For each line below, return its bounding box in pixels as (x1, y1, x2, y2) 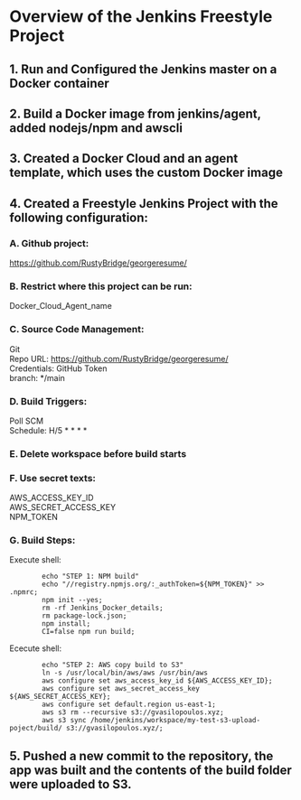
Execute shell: (9, 554, 61, 565)
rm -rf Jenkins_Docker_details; (42, 603, 165, 613)
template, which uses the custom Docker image (9, 165, 283, 181)
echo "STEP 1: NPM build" (42, 572, 140, 581)
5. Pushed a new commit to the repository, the (9, 748, 274, 764)
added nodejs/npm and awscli (9, 120, 183, 135)
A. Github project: (9, 237, 89, 249)
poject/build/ (9, 724, 63, 733)
